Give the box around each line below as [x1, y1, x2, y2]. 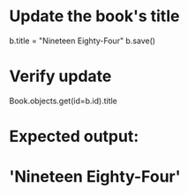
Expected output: [9, 126, 139, 146]
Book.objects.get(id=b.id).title [9, 95, 117, 106]
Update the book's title [9, 6, 180, 26]
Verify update [9, 66, 112, 86]
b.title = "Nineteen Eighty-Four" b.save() [9, 35, 156, 46]
